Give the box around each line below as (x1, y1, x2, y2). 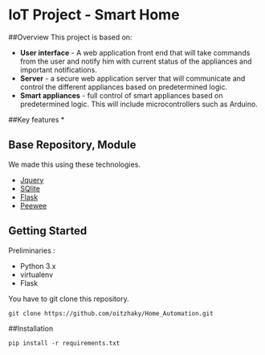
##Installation (8, 324, 54, 333)
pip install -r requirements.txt (8, 339, 120, 347)
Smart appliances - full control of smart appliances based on (19, 90, 223, 100)
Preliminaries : (8, 246, 56, 255)
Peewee (19, 200, 47, 210)
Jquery (19, 175, 44, 184)
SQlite (19, 184, 40, 193)
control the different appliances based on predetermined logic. (19, 82, 227, 92)
